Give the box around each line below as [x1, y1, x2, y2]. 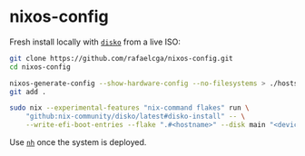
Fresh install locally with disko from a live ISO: [9, 36, 182, 47]
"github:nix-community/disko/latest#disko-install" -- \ [25, 112, 246, 122]
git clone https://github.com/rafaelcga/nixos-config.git [9, 54, 233, 63]
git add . [9, 87, 47, 96]
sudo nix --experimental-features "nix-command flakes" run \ [9, 103, 250, 112]
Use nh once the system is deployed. [9, 137, 147, 148]
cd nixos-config [9, 62, 71, 72]
